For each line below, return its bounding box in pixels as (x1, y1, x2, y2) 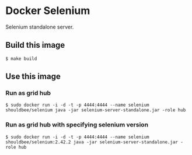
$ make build (5, 55, 37, 62)
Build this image (5, 40, 65, 50)
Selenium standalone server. (5, 23, 74, 30)
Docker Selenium (5, 4, 90, 17)
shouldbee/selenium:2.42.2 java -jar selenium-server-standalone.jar (5, 139, 179, 145)
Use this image (5, 72, 61, 82)
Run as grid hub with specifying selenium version (5, 121, 149, 129)
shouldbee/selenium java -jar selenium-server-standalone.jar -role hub (5, 107, 186, 113)
